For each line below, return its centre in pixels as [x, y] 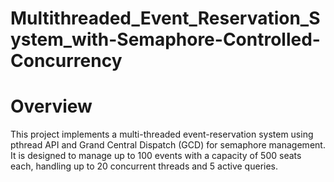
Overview [51, 106]
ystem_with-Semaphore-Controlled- [165, 39]
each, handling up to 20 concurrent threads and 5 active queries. [144, 166]
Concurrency [66, 61]
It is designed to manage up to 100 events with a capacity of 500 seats [156, 156]
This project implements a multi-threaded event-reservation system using [162, 134]
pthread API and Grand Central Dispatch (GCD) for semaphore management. [168, 145]
